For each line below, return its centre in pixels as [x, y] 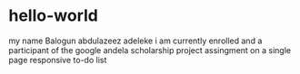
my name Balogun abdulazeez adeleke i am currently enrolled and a [135, 41]
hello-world [54, 16]
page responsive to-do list [58, 60]
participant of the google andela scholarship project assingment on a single [150, 50]
